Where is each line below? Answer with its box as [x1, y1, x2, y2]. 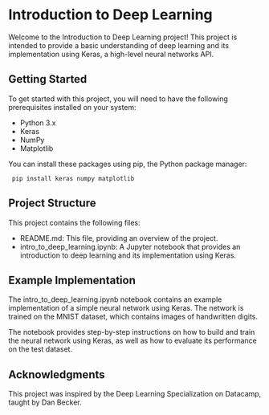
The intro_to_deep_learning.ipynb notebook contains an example [8, 295, 222, 304]
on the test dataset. [8, 344, 73, 354]
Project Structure [8, 197, 96, 210]
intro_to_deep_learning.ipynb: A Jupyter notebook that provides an [19, 242, 241, 251]
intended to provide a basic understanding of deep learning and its [8, 40, 230, 50]
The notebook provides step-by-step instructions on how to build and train [8, 328, 255, 337]
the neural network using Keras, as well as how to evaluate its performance [8, 336, 257, 346]
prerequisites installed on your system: [8, 102, 137, 112]
